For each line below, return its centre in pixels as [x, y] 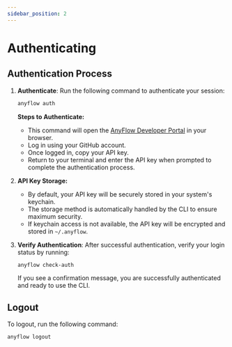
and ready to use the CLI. [54, 286]
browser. [40, 137]
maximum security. [55, 216]
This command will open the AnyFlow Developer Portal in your [117, 130]
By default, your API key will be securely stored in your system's [120, 194]
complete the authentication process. [81, 167]
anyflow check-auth [46, 265]
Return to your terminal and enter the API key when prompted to [119, 160]
